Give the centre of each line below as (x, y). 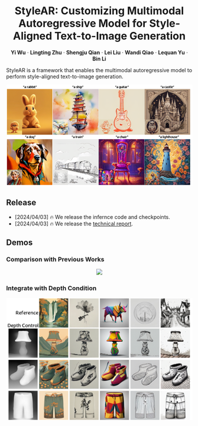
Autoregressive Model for (83, 23)
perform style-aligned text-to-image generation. (65, 76)
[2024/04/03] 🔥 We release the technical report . (74, 224)
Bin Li (99, 59)
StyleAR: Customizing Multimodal (99, 11)
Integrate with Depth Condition (51, 288)
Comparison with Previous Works (55, 259)
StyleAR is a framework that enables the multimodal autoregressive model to (99, 70)
